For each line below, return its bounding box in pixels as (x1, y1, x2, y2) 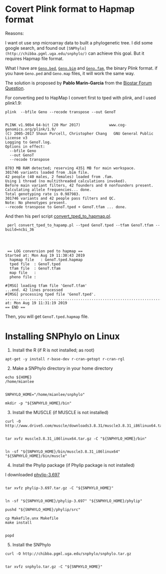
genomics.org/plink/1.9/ (5, 127, 56, 132)
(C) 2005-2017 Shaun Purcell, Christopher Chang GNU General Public (5, 131, 154, 136)
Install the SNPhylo (12, 541, 51, 547)
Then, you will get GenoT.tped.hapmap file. (5, 313, 89, 319)
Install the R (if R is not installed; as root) (12, 347, 95, 353)
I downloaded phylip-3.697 (5, 471, 60, 477)
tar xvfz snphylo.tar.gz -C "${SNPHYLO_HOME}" (5, 564, 103, 569)
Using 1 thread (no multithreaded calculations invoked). (5, 179, 127, 184)
